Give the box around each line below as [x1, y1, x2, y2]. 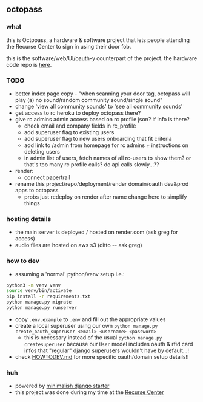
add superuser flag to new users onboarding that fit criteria [24, 135, 172, 142]
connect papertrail [24, 174, 71, 181]
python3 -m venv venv [6, 282, 61, 288]
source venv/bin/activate [6, 288, 72, 294]
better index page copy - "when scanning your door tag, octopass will [15, 90, 190, 97]
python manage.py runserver [6, 305, 78, 311]
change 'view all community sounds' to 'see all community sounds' [15, 103, 183, 110]
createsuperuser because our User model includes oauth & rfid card [24, 340, 193, 347]
